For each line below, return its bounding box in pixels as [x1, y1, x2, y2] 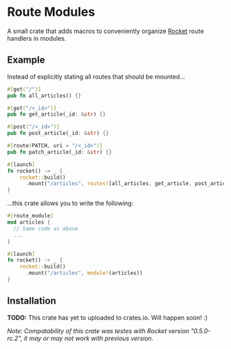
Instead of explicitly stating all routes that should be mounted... [7, 72, 186, 81]
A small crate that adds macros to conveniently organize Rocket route [7, 27, 204, 35]
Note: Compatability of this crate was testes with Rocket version [7, 326, 190, 335]
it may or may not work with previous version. [23, 334, 154, 342]
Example [7, 54, 45, 66]
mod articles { [7, 219, 51, 226]
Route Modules [7, 4, 96, 20]
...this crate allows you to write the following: [7, 199, 134, 207]
